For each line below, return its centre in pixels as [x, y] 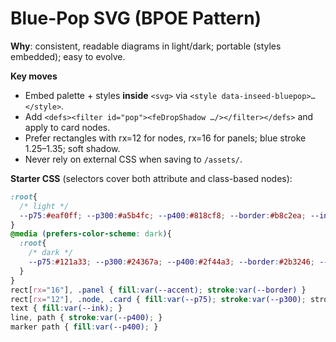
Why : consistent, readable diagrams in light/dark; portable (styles [146, 46]
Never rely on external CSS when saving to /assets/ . [133, 159]
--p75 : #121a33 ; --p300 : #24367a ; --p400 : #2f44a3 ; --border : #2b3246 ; [172, 262]
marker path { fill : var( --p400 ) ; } [84, 327]
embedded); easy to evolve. [68, 56]
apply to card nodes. [67, 127]
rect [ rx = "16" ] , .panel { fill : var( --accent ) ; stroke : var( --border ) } [158, 290]
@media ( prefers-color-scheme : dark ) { [91, 234]
